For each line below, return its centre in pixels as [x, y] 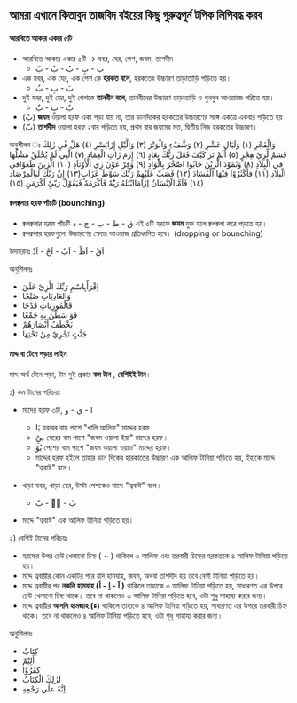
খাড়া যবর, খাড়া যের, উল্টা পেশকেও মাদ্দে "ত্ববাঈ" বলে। [92, 485]
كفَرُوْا [31, 670]
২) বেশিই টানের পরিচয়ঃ [39, 538]
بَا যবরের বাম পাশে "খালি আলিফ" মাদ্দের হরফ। [95, 427]
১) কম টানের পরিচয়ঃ [35, 392]
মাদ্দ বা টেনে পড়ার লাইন [38, 354]
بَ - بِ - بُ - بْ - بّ [70, 68]
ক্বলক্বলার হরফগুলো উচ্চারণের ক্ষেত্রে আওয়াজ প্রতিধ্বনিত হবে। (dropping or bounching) [143, 233]
